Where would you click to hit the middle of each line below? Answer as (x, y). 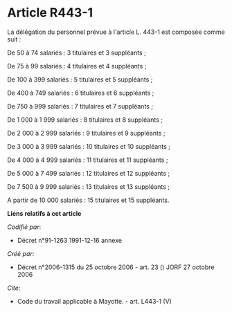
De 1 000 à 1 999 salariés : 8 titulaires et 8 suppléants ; (85, 120)
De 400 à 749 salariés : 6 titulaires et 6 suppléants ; (81, 93)
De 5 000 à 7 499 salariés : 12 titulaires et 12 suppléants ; (89, 173)
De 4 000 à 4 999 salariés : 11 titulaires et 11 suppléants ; (88, 160)
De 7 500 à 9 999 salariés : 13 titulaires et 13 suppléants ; (88, 186)
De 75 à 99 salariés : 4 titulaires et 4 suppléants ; (77, 66)
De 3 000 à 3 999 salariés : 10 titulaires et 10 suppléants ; (89, 146)
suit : (14, 39)
